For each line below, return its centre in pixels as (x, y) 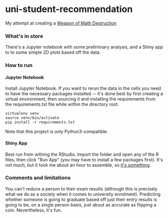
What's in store (24, 36)
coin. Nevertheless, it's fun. (34, 210)
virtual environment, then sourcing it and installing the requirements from (80, 99)
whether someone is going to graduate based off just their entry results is (81, 199)
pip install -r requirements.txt (40, 122)
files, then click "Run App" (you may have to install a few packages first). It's (84, 159)
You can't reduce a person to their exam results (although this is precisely (81, 188)
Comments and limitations (38, 178)
